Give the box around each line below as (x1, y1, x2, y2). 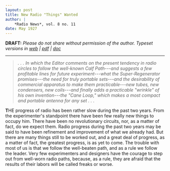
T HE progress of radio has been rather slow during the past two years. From (5, 107, 164, 114)
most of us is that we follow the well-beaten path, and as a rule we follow (5, 145, 158, 151)
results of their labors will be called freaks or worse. (5, 161, 114, 167)
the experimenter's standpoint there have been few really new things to (5, 113, 154, 119)
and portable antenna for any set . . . (17, 98, 95, 104)
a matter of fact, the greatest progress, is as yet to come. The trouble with (5, 140, 159, 146)
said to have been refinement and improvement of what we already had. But (5, 129, 163, 135)
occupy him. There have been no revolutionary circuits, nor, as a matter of (5, 118, 160, 124)
